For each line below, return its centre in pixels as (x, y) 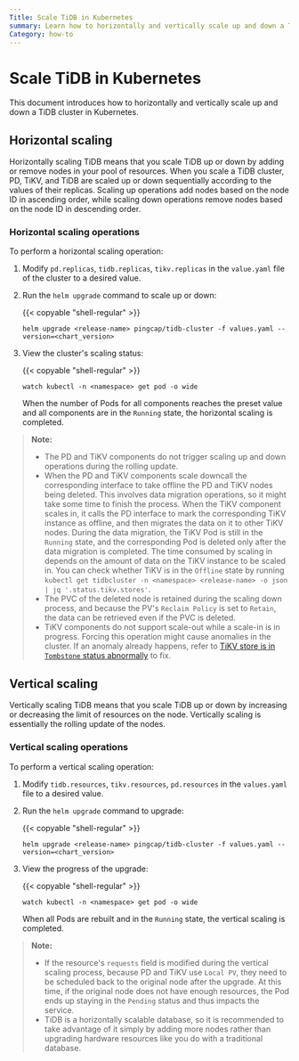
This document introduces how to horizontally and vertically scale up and (144, 102)
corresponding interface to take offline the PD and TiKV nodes (158, 486)
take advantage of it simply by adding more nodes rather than (158, 1029)
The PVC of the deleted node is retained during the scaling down (163, 599)
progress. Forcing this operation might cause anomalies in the (158, 637)
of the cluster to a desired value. (81, 278)
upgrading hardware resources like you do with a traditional (154, 1038)
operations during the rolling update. (111, 466)
